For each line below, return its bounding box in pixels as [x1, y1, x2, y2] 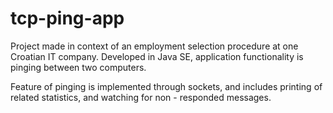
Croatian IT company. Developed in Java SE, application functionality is [10, 50, 304, 62]
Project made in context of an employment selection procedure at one [10, 40, 299, 52]
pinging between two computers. [10, 61, 147, 73]
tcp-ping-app [10, 7, 125, 30]
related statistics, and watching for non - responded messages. [10, 91, 272, 103]
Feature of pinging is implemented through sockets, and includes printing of [10, 80, 323, 92]
